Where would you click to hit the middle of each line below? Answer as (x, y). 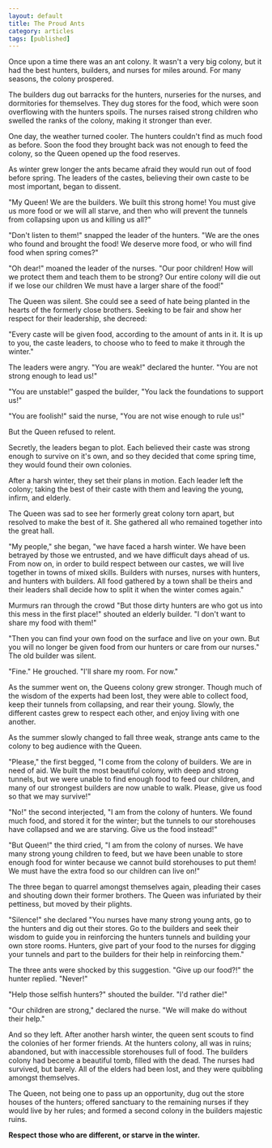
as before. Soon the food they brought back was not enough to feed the (128, 145)
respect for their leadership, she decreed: (78, 318)
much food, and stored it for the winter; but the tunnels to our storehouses (132, 821)
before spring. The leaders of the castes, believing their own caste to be (129, 178)
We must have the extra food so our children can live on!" (104, 871)
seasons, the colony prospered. (61, 79)
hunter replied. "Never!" (48, 979)
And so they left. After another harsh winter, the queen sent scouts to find (131, 1035)
